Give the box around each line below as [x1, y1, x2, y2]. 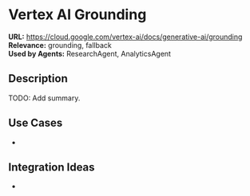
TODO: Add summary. [8, 93, 81, 103]
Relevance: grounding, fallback [8, 40, 112, 49]
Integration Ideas [8, 160, 95, 174]
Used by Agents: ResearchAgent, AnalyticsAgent [8, 49, 172, 58]
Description [8, 72, 68, 85]
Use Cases [8, 116, 63, 130]
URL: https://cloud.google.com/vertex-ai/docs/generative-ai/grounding [8, 32, 243, 41]
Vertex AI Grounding [8, 6, 147, 24]
